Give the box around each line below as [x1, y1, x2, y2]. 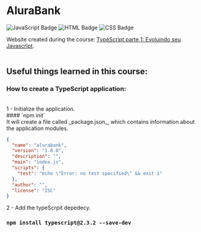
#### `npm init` [6, 111, 46, 119]
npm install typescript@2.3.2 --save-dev [6, 219, 131, 227]
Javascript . [6, 42, 35, 49]
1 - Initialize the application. [6, 105, 75, 112]
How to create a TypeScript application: [6, 85, 126, 93]
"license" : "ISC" [12, 187, 56, 194]
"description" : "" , [12, 153, 62, 159]
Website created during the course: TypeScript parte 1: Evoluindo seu [6, 35, 181, 43]
